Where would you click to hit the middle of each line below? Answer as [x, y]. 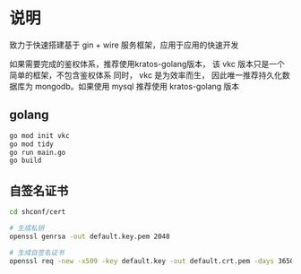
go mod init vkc [39, 135]
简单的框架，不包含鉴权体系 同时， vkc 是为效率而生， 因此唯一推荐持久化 [146, 75]
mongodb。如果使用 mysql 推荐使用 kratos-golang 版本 [137, 86]
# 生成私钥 [27, 228]
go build [26, 161]
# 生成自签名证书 [37, 253]
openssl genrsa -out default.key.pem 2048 [90, 236]
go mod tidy [31, 144]
